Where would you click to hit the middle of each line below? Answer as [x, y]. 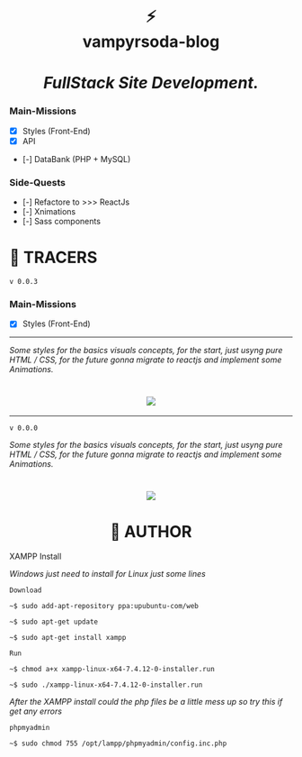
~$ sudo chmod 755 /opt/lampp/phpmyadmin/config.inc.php [118, 743]
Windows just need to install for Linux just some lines [108, 574]
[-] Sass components [62, 222]
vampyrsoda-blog [151, 42]
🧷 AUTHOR [151, 531]
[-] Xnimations [49, 212]
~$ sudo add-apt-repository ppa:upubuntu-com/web [104, 607]
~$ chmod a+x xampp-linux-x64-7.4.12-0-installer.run [112, 670]
